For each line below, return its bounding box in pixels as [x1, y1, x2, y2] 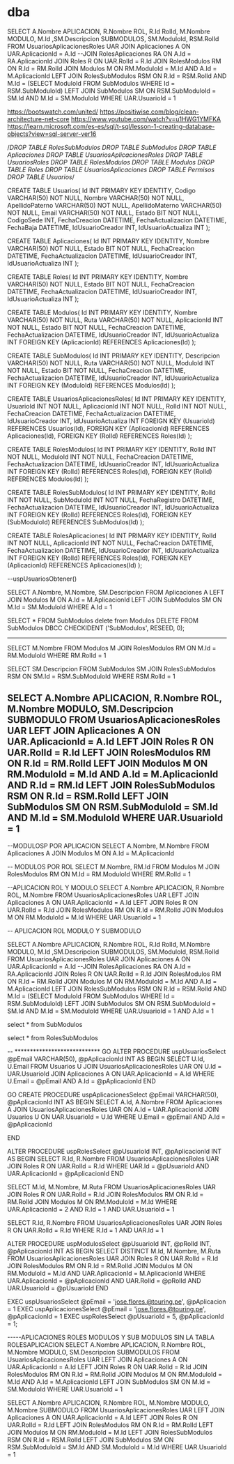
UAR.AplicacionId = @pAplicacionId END [7, 1169, 124, 1177]
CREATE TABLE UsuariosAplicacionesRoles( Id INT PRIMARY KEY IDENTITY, [7, 395, 226, 403]
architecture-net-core [7, 114, 70, 123]
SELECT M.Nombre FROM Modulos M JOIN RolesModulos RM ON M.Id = [7, 643, 217, 652]
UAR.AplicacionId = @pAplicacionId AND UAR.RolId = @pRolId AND [7, 1276, 201, 1285]
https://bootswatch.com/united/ [7, 107, 99, 116]
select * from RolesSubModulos [7, 1033, 99, 1042]
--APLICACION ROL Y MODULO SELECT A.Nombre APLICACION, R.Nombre [7, 883, 225, 892]
